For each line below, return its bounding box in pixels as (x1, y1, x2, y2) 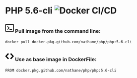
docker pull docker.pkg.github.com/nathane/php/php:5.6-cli (5, 40, 133, 45)
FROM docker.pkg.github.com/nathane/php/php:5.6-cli (5, 68, 117, 73)
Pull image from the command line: (14, 28, 101, 35)
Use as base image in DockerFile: (14, 56, 97, 63)
